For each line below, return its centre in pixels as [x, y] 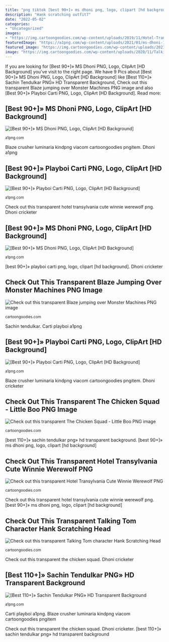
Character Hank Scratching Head [58, 529]
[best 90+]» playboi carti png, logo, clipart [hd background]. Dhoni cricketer [84, 266]
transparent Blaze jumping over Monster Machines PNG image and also [79, 87]
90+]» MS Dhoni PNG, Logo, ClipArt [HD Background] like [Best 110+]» [78, 77]
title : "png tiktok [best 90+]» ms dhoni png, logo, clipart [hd [75, 10]
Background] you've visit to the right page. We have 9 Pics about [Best [78, 71]
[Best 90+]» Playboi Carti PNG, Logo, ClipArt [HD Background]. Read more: [83, 93]
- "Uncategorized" [24, 29]
